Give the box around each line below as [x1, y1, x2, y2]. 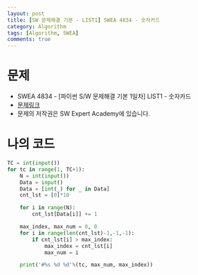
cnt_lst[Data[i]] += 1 [32, 211, 98, 218]
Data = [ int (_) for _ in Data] [19, 185, 110, 193]
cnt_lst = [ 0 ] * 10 [19, 192, 70, 199]
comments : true [7, 36, 51, 43]
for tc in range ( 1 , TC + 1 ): [7, 166, 85, 173]
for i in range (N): [19, 204, 76, 211]
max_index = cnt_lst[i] [44, 242, 113, 249]
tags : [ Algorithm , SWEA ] [7, 29, 79, 37]
